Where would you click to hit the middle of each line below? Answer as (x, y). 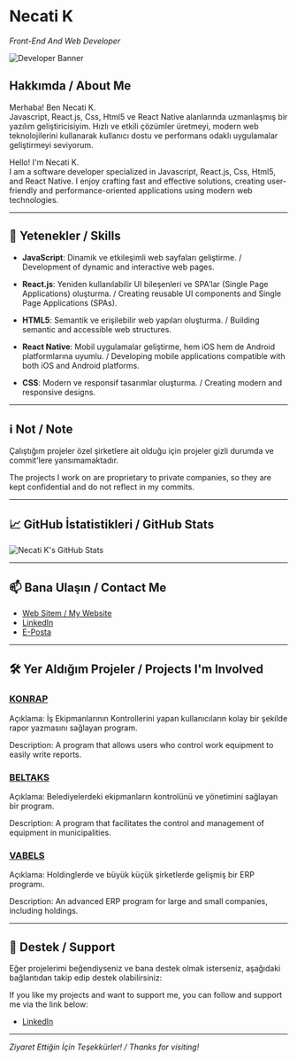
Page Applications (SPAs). (69, 302)
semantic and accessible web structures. (97, 329)
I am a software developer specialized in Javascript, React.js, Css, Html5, (142, 171)
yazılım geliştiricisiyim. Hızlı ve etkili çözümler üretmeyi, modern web (134, 126)
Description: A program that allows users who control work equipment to (141, 745)
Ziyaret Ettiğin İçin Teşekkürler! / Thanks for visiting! (104, 1047)
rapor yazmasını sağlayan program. (73, 728)
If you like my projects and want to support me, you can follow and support (146, 995)
